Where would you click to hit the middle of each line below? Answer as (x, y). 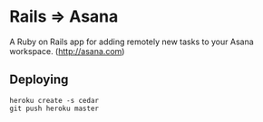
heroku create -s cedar (54, 100)
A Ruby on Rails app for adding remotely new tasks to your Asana (131, 42)
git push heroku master (54, 108)
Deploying (39, 80)
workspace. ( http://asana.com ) (67, 51)
